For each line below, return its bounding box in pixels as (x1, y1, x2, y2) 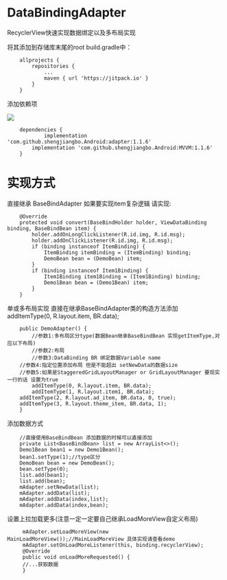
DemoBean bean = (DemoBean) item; (43, 255, 143, 262)
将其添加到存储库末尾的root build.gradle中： (7, 43, 132, 51)
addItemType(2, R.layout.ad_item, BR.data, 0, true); (19, 394, 176, 401)
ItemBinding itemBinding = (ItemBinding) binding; (43, 249, 192, 256)
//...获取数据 (22, 561, 59, 568)
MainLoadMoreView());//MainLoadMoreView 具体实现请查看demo (7, 535, 176, 542)
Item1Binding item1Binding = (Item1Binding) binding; (43, 273, 201, 280)
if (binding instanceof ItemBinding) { (32, 243, 146, 250)
